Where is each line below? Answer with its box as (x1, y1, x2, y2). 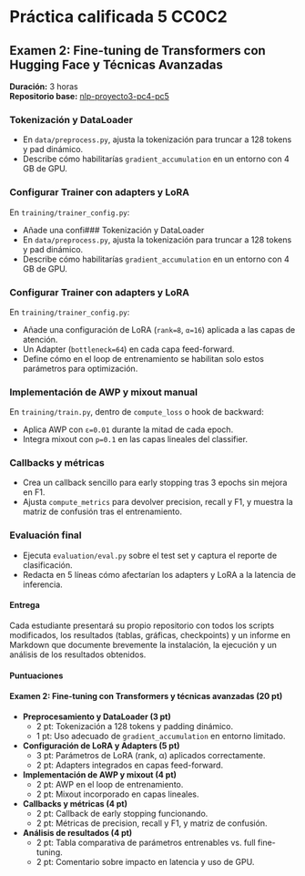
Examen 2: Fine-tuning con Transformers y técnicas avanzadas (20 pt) (9, 691, 283, 702)
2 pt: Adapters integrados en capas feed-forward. (36, 759, 224, 770)
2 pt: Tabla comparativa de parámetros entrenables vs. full (36, 837, 257, 848)
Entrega (9, 600, 41, 611)
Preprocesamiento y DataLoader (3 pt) (22, 711, 171, 722)
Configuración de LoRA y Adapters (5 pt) (22, 740, 180, 751)
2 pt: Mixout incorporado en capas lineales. (36, 788, 199, 799)
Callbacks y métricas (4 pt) (22, 798, 127, 809)
